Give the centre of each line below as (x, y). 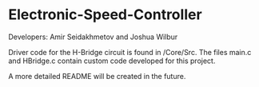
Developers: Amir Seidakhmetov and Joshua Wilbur (93, 37)
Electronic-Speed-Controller (105, 15)
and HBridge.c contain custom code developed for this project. (112, 61)
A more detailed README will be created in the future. (97, 76)
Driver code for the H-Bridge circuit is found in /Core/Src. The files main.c (130, 52)
